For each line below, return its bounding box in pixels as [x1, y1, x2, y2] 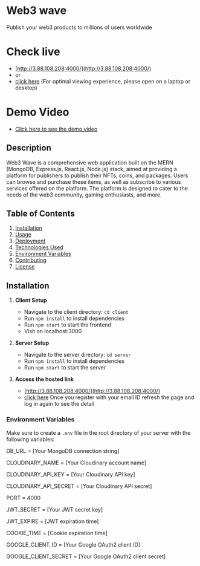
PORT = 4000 [6, 494, 41, 501]
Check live [6, 45, 60, 59]
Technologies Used [15, 244, 63, 251]
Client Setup [15, 297, 47, 304]
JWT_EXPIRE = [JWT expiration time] [6, 518, 99, 525]
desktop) [15, 84, 37, 91]
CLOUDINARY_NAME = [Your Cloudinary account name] [6, 459, 147, 466]
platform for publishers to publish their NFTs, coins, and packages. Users [6, 172, 189, 179]
